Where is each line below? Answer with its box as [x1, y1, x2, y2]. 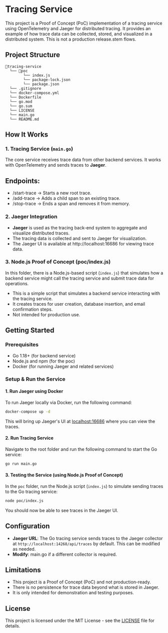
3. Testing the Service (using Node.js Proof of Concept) [5, 472, 123, 478]
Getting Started [5, 326, 55, 335]
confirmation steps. [12, 306, 53, 312]
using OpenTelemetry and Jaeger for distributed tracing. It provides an [5, 25, 151, 31]
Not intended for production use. [12, 311, 80, 317]
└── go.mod [10, 99, 33, 104]
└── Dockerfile [10, 94, 42, 100]
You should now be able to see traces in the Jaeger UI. [5, 507, 119, 513]
